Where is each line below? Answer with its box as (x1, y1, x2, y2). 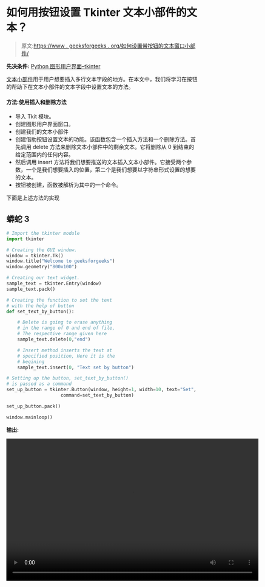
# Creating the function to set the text (6, 297, 113, 303)
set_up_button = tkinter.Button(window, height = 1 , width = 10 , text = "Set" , (6, 387, 197, 393)
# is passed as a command (6, 381, 72, 387)
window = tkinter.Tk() (6, 252, 64, 259)
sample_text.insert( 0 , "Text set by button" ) (17, 364, 135, 370)
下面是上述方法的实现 (6, 194, 59, 201)
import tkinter (6, 235, 45, 242)
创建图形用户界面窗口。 (15, 120, 74, 128)
